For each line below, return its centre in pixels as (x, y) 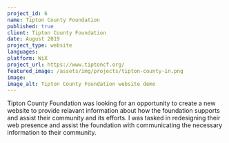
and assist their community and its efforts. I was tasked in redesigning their (114, 118)
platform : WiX (28, 58)
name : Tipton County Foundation (53, 20)
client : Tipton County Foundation (57, 33)
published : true (30, 26)
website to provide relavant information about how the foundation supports (114, 111)
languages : (23, 52)
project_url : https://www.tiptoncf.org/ (66, 65)
